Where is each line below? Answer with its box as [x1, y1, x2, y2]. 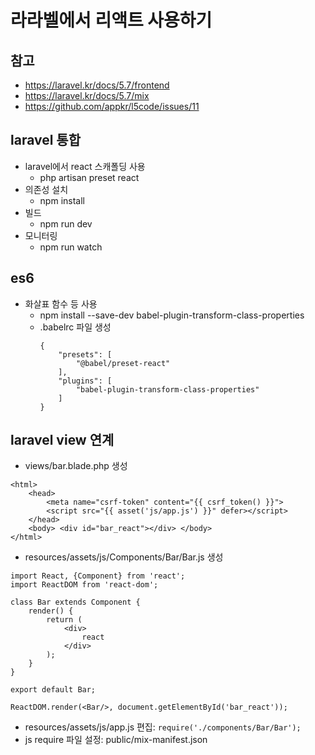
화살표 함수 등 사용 [24, 297, 98, 310]
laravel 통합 [10, 132, 82, 149]
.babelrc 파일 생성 [39, 321, 112, 333]
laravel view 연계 [10, 432, 115, 449]
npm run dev [39, 217, 93, 230]
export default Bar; [10, 685, 97, 695]
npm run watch [39, 241, 103, 253]
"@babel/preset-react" [75, 358, 171, 368]
